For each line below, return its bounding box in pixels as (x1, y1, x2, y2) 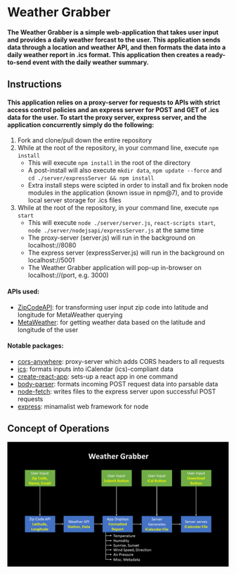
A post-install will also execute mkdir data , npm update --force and (27, 166, 223, 175)
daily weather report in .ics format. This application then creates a (7, 50, 204, 59)
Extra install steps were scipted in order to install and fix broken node (27, 181, 228, 190)
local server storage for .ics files (27, 196, 122, 204)
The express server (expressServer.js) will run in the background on (27, 248, 225, 257)
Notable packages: (7, 341, 65, 350)
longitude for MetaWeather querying (17, 310, 123, 319)
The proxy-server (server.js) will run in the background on (27, 233, 195, 242)
